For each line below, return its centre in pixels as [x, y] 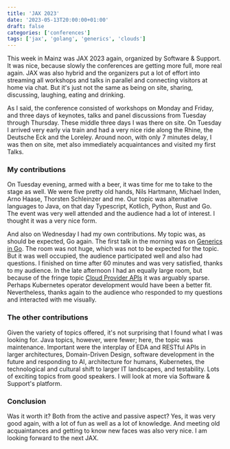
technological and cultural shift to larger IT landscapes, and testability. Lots [113, 369]
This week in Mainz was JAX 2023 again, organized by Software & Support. [114, 58]
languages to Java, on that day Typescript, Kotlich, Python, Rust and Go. [110, 206]
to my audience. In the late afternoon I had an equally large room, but [105, 271]
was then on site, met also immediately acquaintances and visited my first [112, 145]
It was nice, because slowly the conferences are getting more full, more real [115, 66]
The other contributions [48, 317]
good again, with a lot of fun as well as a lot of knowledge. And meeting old [114, 424]
